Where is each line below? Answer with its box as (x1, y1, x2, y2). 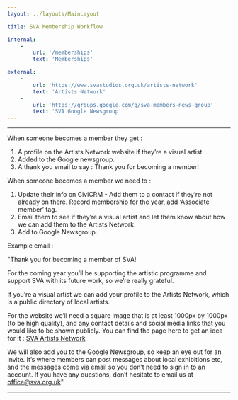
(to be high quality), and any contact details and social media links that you (7, 319, 226, 328)
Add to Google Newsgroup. (17, 228, 98, 236)
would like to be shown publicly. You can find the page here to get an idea (7, 326, 223, 335)
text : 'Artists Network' (33, 88, 106, 96)
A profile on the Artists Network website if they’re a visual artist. (17, 148, 204, 156)
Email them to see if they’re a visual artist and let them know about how (17, 213, 226, 222)
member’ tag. (17, 205, 57, 214)
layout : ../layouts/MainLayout (7, 10, 100, 18)
